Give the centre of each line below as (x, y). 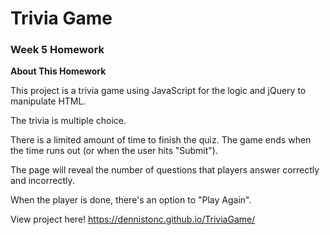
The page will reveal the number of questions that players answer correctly (165, 170)
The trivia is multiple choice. (68, 121)
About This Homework (58, 71)
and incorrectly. (42, 181)
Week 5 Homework (57, 50)
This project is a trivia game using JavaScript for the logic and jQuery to (158, 91)
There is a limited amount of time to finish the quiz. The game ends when (161, 140)
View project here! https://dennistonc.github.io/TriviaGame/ (133, 219)
